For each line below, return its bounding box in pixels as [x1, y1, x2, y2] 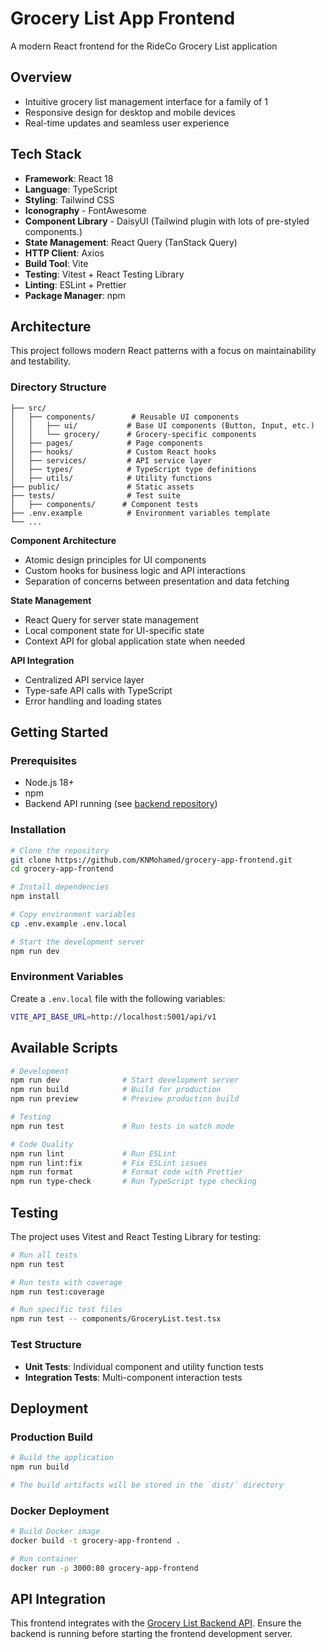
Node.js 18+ [24, 777, 75, 789]
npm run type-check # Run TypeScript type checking [10, 1177, 257, 1187]
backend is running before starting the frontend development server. [10, 1628, 293, 1640]
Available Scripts [10, 1040, 118, 1057]
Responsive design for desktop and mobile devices [24, 106, 236, 118]
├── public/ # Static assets [10, 482, 195, 492]
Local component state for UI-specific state [24, 624, 205, 636]
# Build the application [10, 1453, 114, 1463]
